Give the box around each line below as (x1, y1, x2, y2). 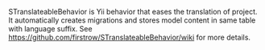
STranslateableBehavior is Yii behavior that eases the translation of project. (8, 7, 258, 16)
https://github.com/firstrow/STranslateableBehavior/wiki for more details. (8, 32, 251, 42)
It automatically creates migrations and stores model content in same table (8, 15, 256, 25)
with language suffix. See (8, 24, 93, 33)
